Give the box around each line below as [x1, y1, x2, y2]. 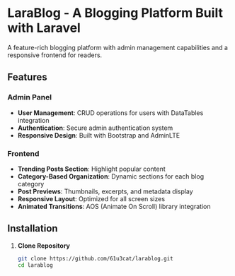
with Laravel [7, 20, 81, 36]
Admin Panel [7, 92, 52, 102]
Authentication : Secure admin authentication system [17, 124, 173, 132]
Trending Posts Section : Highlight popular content [17, 164, 166, 173]
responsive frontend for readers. [7, 51, 103, 59]
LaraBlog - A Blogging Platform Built [7, 5, 223, 21]
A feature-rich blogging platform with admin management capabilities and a [7, 43, 229, 52]
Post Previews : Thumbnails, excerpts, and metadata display [17, 187, 193, 196]
